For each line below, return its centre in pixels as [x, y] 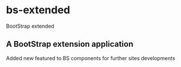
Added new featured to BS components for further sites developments [90, 58]
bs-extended [38, 10]
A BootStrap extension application [70, 44]
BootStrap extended [30, 26]
